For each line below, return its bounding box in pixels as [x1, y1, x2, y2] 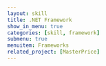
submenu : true [7, 36, 48, 43]
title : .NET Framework [7, 16, 72, 23]
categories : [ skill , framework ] [7, 29, 100, 36]
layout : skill [7, 10, 48, 17]
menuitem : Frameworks [7, 42, 70, 49]
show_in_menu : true [7, 23, 63, 30]
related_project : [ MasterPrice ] [7, 49, 100, 56]
